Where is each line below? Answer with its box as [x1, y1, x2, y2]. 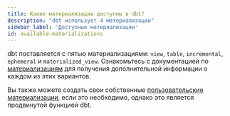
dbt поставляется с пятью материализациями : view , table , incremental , [7, 50, 224, 58]
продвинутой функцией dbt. [7, 100, 92, 110]
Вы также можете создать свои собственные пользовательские [7, 86, 204, 94]
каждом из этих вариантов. [7, 72, 91, 81]
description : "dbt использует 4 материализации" [7, 17, 155, 24]
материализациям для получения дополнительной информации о [7, 64, 208, 73]
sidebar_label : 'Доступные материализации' [7, 23, 139, 30]
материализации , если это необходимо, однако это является [7, 93, 194, 102]
